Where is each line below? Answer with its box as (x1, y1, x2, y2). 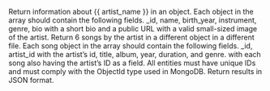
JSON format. (8, 76, 54, 85)
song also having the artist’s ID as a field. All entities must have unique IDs (8, 58, 256, 68)
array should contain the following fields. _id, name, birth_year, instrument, (8, 15, 257, 25)
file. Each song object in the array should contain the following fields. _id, (8, 41, 253, 51)
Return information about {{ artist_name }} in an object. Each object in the (8, 7, 254, 16)
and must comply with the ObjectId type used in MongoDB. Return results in (8, 67, 263, 76)
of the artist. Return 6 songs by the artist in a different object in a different (8, 32, 255, 42)
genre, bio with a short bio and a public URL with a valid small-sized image (8, 24, 258, 33)
